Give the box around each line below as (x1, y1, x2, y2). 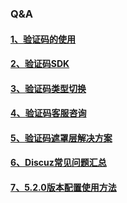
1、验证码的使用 (10, 33, 77, 45)
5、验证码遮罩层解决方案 (10, 132, 113, 144)
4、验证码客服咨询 (10, 107, 87, 119)
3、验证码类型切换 (10, 82, 87, 94)
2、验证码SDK (10, 58, 70, 70)
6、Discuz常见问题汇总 (10, 157, 107, 169)
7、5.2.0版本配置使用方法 (10, 182, 117, 194)
